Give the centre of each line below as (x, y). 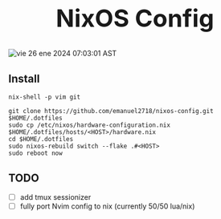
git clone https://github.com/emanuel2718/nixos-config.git (111, 112)
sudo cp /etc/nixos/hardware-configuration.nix (90, 125)
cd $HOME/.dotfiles (41, 140)
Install (24, 78)
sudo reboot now (35, 153)
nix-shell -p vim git (45, 97)
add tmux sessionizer (55, 197)
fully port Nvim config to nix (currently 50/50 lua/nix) (107, 206)
